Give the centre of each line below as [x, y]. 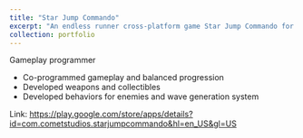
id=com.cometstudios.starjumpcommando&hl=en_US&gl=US [123, 124]
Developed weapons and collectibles [91, 87]
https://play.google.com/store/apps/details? [111, 115]
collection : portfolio [52, 34]
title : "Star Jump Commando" [64, 18]
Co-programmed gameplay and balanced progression [123, 78]
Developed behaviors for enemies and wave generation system [141, 97]
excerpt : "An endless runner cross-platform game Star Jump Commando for [152, 26]
